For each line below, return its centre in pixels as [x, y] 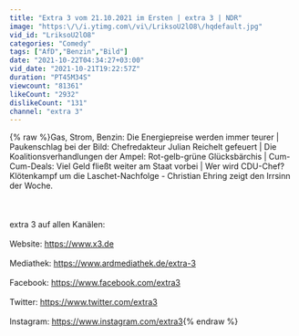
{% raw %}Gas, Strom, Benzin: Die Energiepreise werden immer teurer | [144, 137]
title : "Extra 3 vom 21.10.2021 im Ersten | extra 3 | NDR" [126, 18]
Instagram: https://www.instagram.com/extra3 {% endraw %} [124, 321]
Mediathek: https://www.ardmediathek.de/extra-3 [103, 263]
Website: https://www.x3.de [62, 244]
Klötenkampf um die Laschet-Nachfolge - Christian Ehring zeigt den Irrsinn [150, 176]
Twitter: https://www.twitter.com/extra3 [83, 302]
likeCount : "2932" [44, 94]
